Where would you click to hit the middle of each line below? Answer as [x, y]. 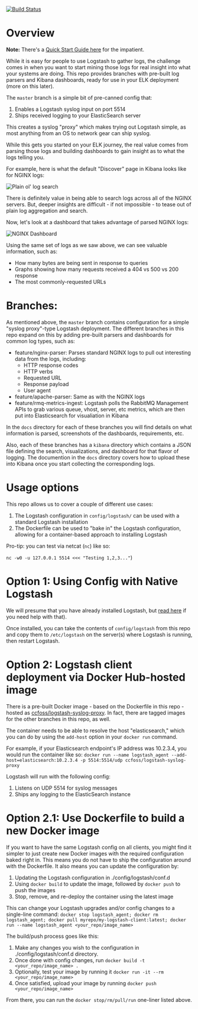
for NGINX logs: [25, 175]
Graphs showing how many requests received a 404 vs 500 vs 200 [97, 269]
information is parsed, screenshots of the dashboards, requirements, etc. [95, 433]
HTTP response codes [51, 365]
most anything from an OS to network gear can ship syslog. [79, 133]
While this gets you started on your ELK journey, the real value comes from [97, 145]
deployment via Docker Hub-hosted [96, 677]
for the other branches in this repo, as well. [59, 719]
